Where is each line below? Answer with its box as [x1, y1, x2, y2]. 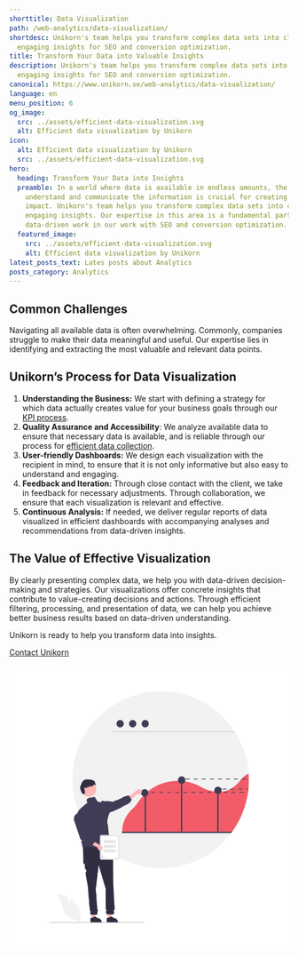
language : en [9, 89, 58, 98]
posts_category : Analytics [9, 267, 109, 276]
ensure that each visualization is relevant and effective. [21, 497, 224, 507]
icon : [9, 136, 29, 146]
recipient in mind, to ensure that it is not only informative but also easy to [21, 459, 289, 470]
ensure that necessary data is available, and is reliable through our [21, 431, 266, 442]
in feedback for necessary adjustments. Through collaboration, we [21, 487, 266, 498]
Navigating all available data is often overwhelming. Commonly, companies [9, 325, 283, 336]
